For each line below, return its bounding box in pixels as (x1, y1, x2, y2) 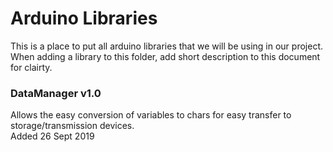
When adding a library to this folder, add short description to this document (10, 50, 321, 62)
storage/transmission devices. (10, 120, 135, 132)
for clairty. (10, 61, 53, 73)
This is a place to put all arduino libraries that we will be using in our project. (10, 40, 323, 52)
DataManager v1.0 (10, 86, 102, 100)
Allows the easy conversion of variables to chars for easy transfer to (10, 109, 292, 121)
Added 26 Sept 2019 (10, 130, 95, 142)
